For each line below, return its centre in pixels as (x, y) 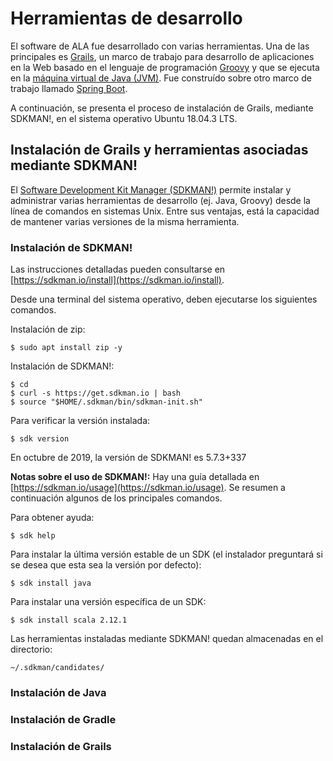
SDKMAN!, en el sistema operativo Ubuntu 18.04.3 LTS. (124, 118)
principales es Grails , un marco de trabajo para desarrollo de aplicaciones (162, 56)
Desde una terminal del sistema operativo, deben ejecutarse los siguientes (164, 299)
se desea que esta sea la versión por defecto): (106, 565)
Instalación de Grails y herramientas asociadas (159, 150)
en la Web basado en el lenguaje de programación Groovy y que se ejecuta (165, 67)
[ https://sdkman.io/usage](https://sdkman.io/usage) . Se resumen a (148, 488)
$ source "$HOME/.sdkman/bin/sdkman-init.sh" (106, 402)
